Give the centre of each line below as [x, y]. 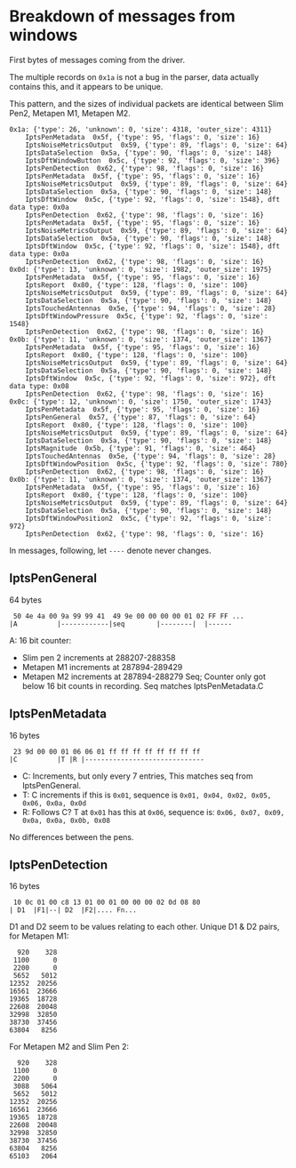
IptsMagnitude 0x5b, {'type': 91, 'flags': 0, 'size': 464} [140, 448]
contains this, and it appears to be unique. [86, 86]
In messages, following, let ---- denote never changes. [110, 550]
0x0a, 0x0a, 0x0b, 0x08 [66, 820]
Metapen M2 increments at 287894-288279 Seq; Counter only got [144, 676]
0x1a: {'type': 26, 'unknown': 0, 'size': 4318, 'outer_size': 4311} [141, 129]
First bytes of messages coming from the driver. [97, 60]
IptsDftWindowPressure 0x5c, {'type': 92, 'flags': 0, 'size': [147, 316]
